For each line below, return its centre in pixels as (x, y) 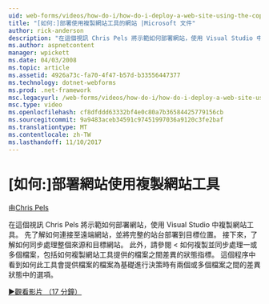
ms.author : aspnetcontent (51, 46)
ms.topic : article (39, 68)
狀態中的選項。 (33, 275)
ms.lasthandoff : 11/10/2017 (55, 142)
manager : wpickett (39, 53)
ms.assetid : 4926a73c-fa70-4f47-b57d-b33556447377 (94, 75)
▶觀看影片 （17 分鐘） (45, 292)
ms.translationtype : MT (48, 127)
